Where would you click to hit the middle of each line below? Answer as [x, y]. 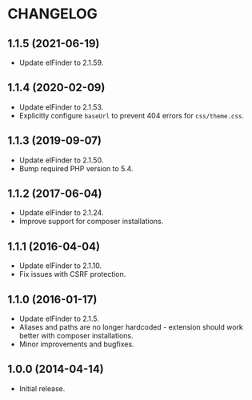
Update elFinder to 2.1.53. [61, 107]
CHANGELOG [52, 14]
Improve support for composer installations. [91, 222]
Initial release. [42, 388]
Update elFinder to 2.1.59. [61, 62]
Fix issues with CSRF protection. [72, 274]
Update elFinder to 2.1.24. [61, 213]
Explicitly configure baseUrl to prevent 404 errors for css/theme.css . [132, 115]
